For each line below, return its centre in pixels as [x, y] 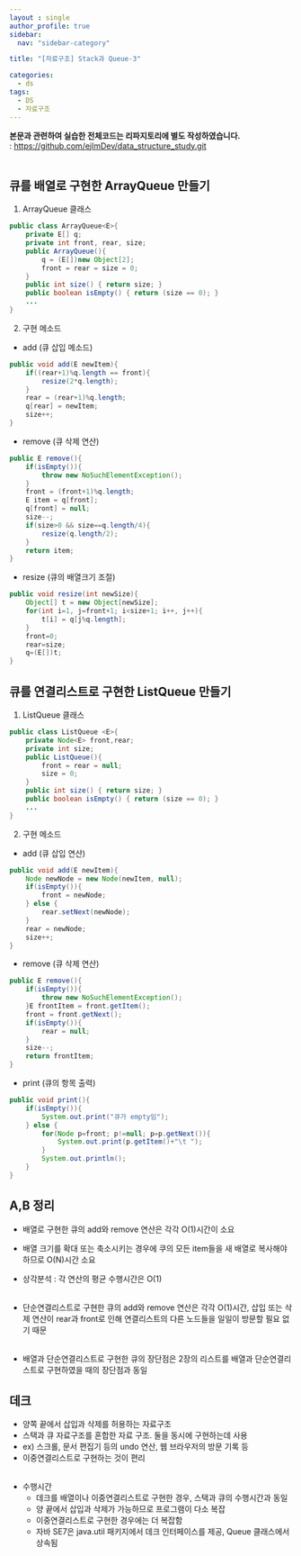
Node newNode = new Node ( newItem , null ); [104, 879]
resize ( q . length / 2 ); [80, 534]
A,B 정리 [32, 1206]
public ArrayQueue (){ [66, 251]
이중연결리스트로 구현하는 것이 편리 [84, 1458]
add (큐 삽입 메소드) [58, 347]
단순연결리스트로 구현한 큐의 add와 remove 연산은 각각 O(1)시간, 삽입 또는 [152, 1307]
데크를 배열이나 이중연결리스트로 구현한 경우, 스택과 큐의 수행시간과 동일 [162, 1498]
